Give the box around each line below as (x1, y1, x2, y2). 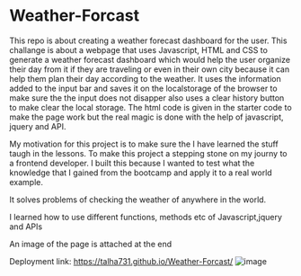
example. (9, 176, 43, 187)
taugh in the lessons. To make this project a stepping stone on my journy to (9, 147, 288, 158)
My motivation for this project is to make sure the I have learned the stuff (9, 138, 279, 149)
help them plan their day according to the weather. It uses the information (9, 73, 281, 84)
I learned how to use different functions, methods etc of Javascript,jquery (9, 211, 283, 222)
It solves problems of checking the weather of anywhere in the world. (9, 194, 267, 205)
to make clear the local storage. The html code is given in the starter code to (9, 102, 292, 112)
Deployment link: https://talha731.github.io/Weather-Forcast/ (9, 255, 234, 266)
